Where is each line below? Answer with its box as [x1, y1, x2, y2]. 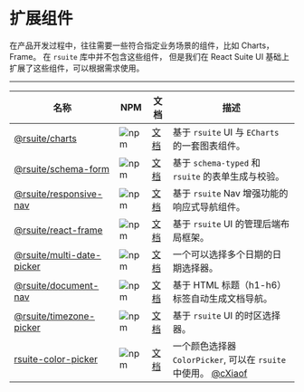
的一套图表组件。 [172, 139, 246, 152]
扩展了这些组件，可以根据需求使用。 [9, 62, 145, 73]
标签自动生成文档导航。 [172, 292, 273, 304]
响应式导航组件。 [172, 200, 246, 213]
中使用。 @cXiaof [172, 367, 248, 379]
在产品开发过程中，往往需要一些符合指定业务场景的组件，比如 [9, 40, 240, 51]
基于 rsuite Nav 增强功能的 [172, 186, 289, 199]
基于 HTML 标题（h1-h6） [172, 278, 287, 291]
